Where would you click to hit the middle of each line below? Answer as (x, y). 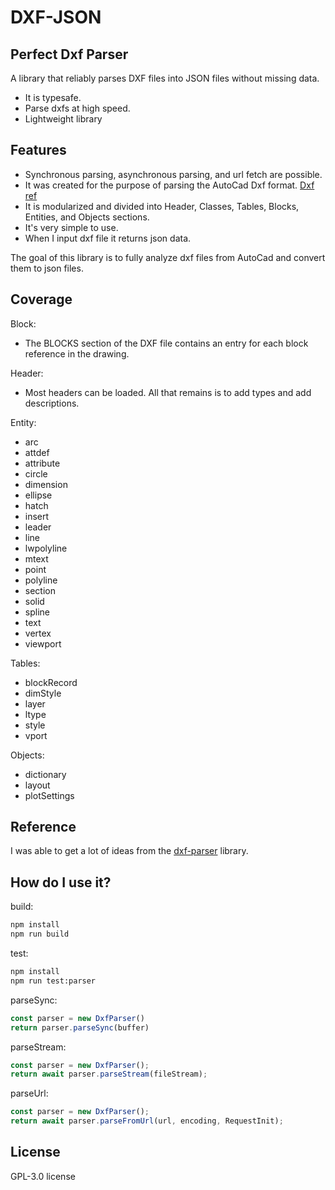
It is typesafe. (53, 97)
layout (37, 785)
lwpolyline (46, 548)
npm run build (40, 934)
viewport (43, 643)
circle (36, 473)
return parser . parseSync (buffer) (80, 1027)
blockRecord (51, 682)
